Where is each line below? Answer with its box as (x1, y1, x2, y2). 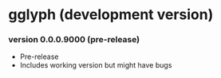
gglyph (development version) (8, 6, 214, 24)
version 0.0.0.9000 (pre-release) (8, 34, 140, 45)
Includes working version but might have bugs (19, 60, 172, 70)
